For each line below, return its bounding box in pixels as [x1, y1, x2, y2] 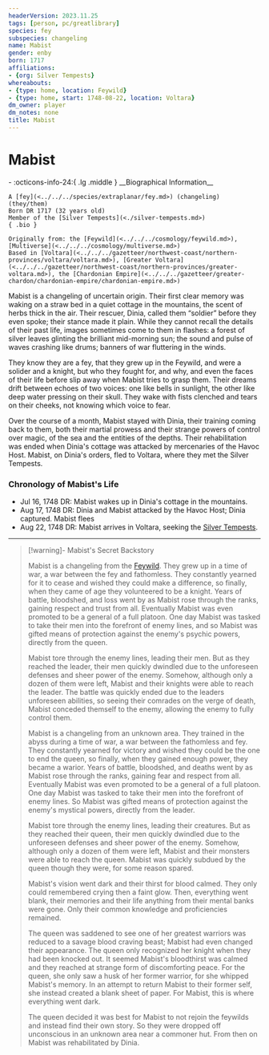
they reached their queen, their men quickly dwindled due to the [27, 830, 240, 839]
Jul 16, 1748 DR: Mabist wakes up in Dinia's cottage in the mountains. [19, 497, 248, 506]
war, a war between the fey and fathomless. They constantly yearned [27, 570, 257, 579]
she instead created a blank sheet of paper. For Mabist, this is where [27, 988, 255, 998]
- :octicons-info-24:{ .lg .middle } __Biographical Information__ [8, 177, 214, 187]
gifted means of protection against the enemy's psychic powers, [27, 629, 241, 639]
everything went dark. [27, 996, 101, 1007]
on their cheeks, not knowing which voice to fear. [8, 400, 171, 410]
